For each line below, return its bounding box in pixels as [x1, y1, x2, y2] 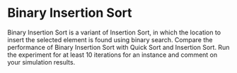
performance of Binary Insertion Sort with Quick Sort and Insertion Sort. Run [7, 43, 230, 51]
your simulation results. [7, 58, 76, 66]
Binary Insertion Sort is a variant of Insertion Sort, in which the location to [7, 28, 221, 36]
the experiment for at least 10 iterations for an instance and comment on [7, 51, 218, 59]
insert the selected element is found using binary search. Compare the [7, 35, 213, 44]
